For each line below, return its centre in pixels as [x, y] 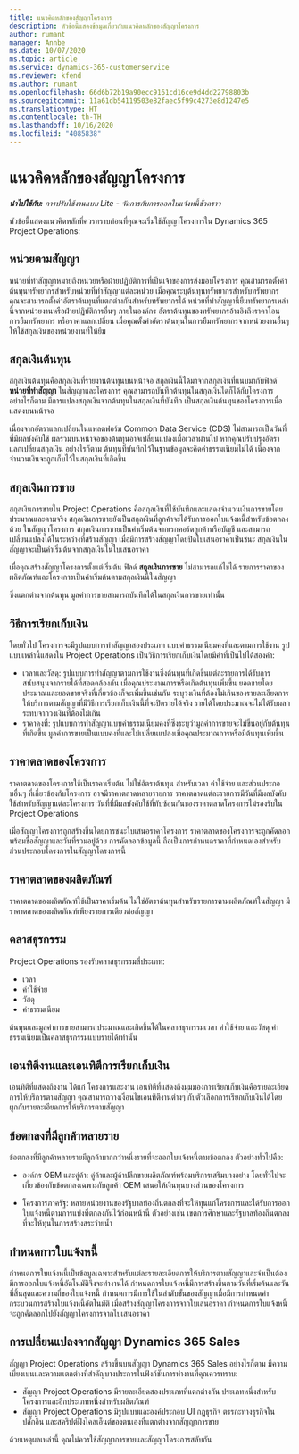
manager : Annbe [37, 42]
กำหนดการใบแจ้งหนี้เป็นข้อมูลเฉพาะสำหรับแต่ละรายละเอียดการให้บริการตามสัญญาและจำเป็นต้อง [148, 1273]
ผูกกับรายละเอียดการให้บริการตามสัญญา [67, 1107]
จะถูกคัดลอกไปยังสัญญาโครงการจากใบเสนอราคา [79, 1313]
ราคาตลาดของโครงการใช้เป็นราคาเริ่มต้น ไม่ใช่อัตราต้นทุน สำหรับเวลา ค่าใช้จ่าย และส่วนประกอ [145, 783]
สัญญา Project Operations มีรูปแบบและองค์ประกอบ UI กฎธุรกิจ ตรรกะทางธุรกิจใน [148, 1411]
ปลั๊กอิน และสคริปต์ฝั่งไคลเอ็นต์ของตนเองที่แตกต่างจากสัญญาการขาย [120, 1421]
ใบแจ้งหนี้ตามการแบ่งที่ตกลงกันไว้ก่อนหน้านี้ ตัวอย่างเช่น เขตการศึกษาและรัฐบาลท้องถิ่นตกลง [156, 1213]
